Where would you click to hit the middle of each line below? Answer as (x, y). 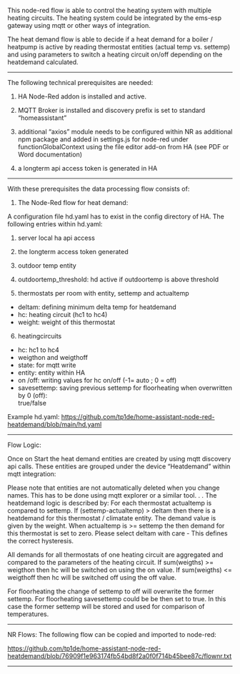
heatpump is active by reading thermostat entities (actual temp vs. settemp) (119, 47)
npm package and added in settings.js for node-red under (103, 139)
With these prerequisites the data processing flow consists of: (99, 189)
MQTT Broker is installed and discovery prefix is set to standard (111, 110)
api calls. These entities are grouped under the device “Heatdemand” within (119, 466)
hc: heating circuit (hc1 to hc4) (62, 315)
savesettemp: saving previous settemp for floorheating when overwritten (125, 388)
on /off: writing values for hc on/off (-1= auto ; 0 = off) (97, 380)
